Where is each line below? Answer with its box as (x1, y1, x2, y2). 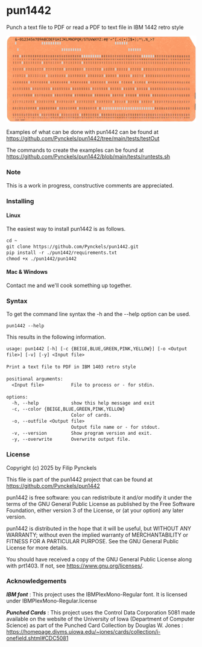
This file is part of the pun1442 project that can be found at (6, 476, 153, 483)
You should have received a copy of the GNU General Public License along (6, 555, 192, 563)
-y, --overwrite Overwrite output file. (11, 437, 131, 443)
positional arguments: (6, 376, 63, 382)
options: (6, 394, 28, 400)
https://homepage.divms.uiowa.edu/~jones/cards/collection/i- (6, 628, 161, 635)
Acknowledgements (6, 577, 67, 585)
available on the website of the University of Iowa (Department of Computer (6, 615, 195, 622)
